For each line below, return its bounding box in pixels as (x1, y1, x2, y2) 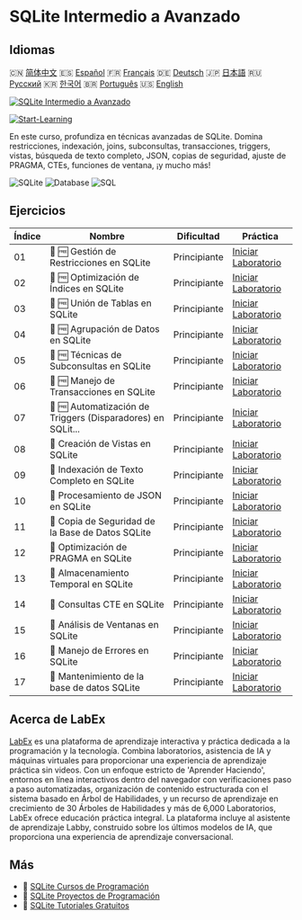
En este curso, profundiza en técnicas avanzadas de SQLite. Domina (9, 131, 263, 141)
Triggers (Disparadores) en (49, 411, 164, 424)
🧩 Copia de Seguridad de (49, 514, 155, 527)
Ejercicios (9, 203, 66, 219)
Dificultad (176, 229, 220, 242)
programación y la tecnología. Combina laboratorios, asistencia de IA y (9, 745, 271, 756)
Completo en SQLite (49, 474, 135, 487)
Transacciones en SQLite (49, 385, 155, 397)
